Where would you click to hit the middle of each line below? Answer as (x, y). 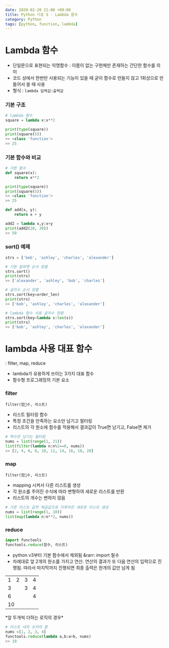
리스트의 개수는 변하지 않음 (39, 498)
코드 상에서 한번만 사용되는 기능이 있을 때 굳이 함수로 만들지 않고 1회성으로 (85, 78)
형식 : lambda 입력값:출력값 (38, 91)
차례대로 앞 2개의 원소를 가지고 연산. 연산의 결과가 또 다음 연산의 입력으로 (84, 561)
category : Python (23, 19)
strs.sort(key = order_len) (32, 295)
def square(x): (21, 173)
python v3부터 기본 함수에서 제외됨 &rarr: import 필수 (66, 555)
